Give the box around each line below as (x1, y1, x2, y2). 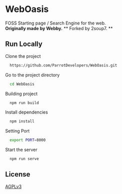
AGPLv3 (5, 183, 22, 189)
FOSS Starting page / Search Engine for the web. (5, 20, 106, 26)
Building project (5, 90, 38, 96)
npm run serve (9, 156, 39, 161)
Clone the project (5, 53, 41, 59)
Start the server (5, 146, 37, 153)
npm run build (9, 100, 39, 105)
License (5, 170, 30, 178)
